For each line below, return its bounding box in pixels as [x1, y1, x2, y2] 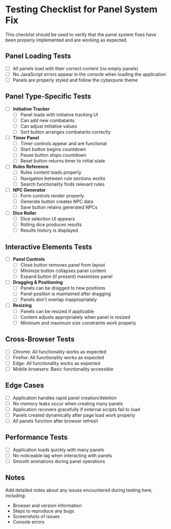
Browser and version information [12, 502, 82, 508]
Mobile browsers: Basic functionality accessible [12, 365, 114, 372]
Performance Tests [5, 433, 68, 442]
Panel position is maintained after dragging [20, 291, 111, 297]
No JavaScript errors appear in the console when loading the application [12, 71, 166, 77]
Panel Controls [12, 256, 45, 262]
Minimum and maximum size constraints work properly [20, 319, 137, 326]
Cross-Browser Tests [5, 335, 75, 344]
